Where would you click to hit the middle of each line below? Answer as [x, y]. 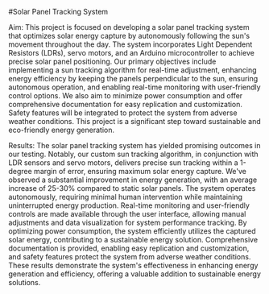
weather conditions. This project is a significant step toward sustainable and [135, 121]
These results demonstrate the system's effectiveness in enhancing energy [133, 265]
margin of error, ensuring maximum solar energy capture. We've [140, 171]
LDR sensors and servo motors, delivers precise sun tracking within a [124, 163]
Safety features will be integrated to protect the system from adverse [123, 113]
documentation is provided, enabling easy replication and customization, [129, 248]
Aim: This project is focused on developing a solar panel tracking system [129, 27]
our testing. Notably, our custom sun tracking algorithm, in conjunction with [134, 154]
